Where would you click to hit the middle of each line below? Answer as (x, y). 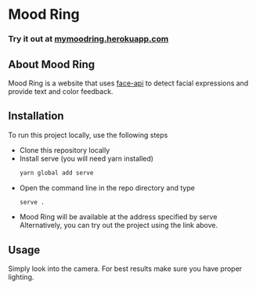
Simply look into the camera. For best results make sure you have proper (125, 269)
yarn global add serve (56, 173)
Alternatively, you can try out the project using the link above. (119, 226)
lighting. (21, 277)
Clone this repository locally (65, 150)
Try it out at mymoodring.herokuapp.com (88, 39)
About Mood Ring (52, 64)
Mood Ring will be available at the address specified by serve (118, 217)
